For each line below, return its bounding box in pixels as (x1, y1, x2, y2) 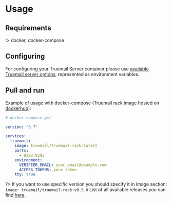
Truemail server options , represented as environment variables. (5, 71, 140, 77)
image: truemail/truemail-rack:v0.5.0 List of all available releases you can (5, 187, 166, 193)
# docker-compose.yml (5, 115, 52, 120)
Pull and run (5, 86, 45, 95)
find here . (5, 192, 26, 198)
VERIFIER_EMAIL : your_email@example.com (18, 162, 107, 168)
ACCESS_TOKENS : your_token (18, 167, 77, 172)
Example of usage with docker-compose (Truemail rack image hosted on (5, 100, 160, 106)
